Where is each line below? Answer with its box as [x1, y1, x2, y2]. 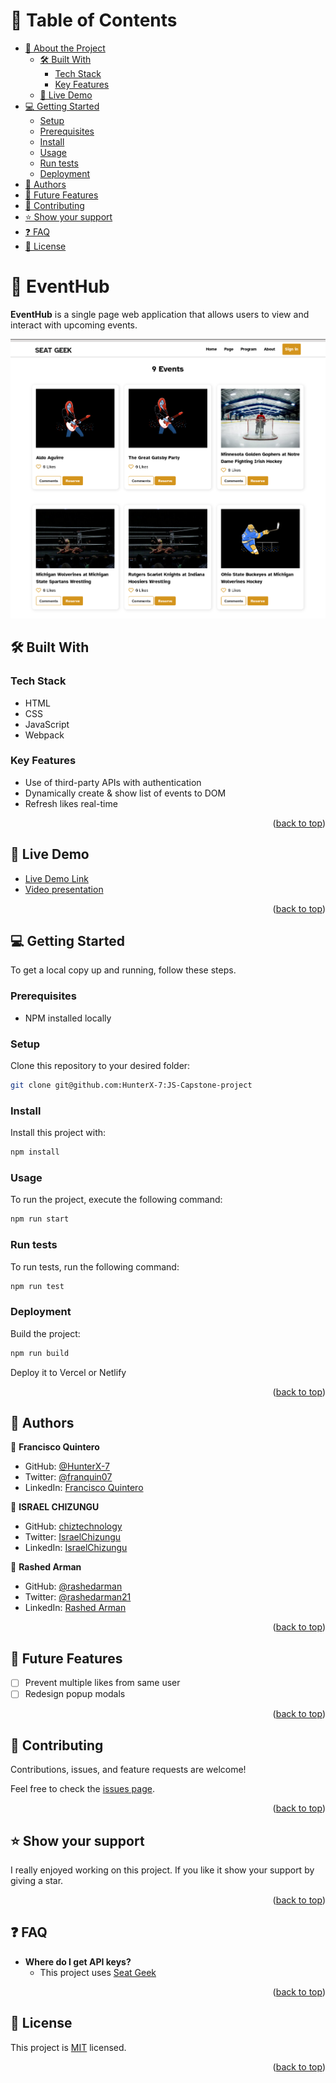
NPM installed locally [24, 1012, 112, 1024]
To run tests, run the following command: [10, 1260, 180, 1273]
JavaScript [24, 718, 70, 730]
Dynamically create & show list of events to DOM [24, 787, 227, 799]
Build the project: [10, 1327, 81, 1339]
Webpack [24, 729, 65, 741]
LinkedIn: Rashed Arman [24, 1602, 127, 1614]
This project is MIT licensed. [10, 2041, 127, 2053]
